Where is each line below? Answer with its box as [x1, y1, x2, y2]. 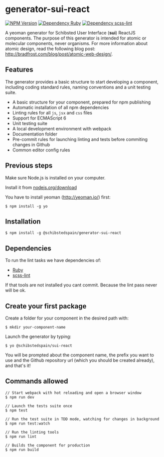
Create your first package [5, 301, 87, 310]
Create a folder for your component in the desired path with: [5, 315, 129, 321]
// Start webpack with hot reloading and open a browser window [5, 390, 142, 395]
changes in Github [12, 141, 50, 147]
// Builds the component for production [5, 442, 91, 448]
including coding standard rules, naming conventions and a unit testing [5, 84, 151, 90]
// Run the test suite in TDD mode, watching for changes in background [5, 416, 160, 421]
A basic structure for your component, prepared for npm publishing [12, 99, 151, 105]
